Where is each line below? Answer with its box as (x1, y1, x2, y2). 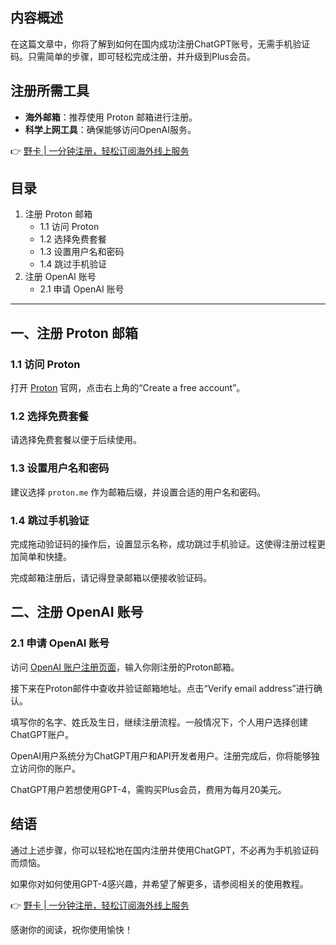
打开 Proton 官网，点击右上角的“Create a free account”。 (10, 382, 246, 394)
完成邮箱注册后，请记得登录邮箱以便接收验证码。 (10, 572, 212, 584)
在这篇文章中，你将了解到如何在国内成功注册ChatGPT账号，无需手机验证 (10, 38, 311, 50)
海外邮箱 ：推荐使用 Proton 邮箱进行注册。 (24, 111, 198, 123)
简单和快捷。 (18, 551, 72, 563)
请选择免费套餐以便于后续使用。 (10, 434, 142, 446)
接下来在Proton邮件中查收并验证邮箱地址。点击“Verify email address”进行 (10, 682, 314, 694)
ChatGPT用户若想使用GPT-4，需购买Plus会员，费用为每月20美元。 (10, 783, 287, 795)
